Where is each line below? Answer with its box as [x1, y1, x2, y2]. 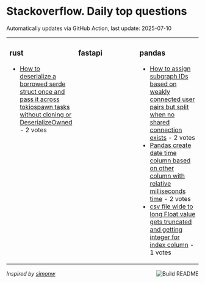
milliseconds [149, 187, 186, 195]
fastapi [78, 48, 103, 58]
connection [149, 126, 182, 134]
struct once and [20, 87, 65, 96]
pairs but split [149, 102, 189, 111]
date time [149, 148, 177, 157]
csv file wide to [149, 202, 193, 211]
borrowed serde [20, 80, 66, 88]
